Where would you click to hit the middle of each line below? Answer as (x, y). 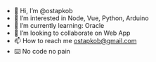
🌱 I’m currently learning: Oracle (59, 25)
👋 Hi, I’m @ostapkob (43, 11)
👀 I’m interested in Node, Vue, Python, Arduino (81, 18)
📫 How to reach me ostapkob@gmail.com (75, 41)
